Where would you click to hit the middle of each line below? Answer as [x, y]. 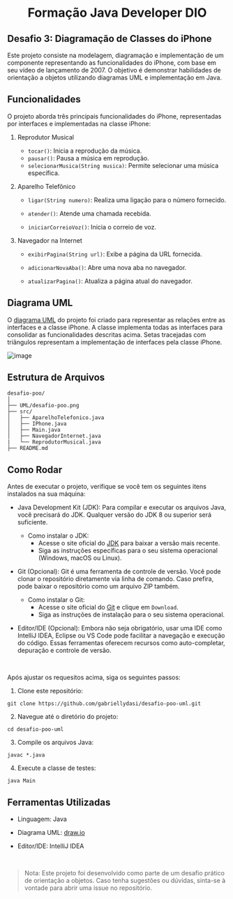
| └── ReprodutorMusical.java [54, 442]
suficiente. [32, 522]
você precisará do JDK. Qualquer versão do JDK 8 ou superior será [114, 515]
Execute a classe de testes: [57, 768]
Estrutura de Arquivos [56, 378]
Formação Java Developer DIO [117, 13]
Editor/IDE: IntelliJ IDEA [51, 846]
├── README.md [28, 448]
